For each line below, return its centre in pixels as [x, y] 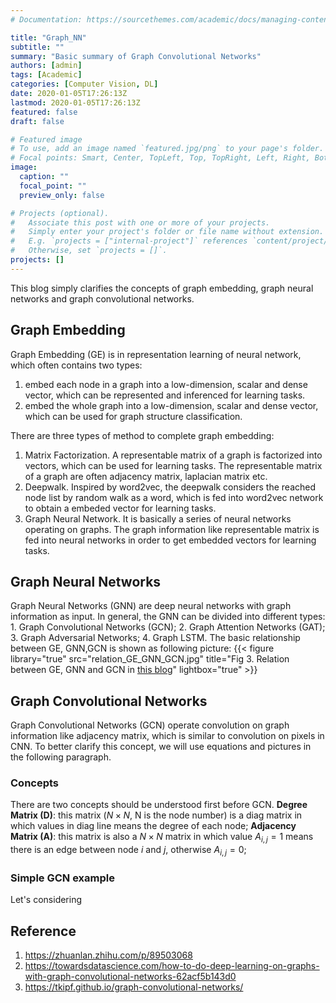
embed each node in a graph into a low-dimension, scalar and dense [166, 384]
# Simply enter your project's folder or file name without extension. [167, 232]
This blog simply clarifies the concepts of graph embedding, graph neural [162, 288]
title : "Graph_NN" [48, 37]
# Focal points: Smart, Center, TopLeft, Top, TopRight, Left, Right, [160, 158]
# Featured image [46, 139]
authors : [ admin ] [46, 66]
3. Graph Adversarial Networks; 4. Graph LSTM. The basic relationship [155, 638]
